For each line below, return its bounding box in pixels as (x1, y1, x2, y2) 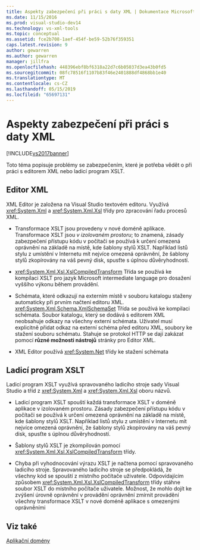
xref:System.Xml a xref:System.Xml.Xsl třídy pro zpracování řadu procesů (6, 207, 187, 214)
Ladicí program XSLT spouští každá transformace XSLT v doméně (14, 399, 176, 406)
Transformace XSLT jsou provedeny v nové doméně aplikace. (14, 224, 165, 232)
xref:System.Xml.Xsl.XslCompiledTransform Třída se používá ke (14, 268, 172, 275)
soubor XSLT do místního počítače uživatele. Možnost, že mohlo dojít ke (14, 485, 192, 492)
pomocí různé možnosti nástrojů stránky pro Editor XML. (14, 336, 156, 343)
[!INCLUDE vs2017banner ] (6, 149, 70, 157)
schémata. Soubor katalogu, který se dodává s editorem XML (14, 311, 165, 318)
